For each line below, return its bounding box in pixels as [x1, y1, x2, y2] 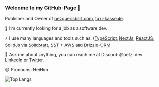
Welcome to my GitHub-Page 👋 [5, 4, 81, 11]
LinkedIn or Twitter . [5, 57, 44, 63]
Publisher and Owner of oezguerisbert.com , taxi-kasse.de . [5, 16, 124, 22]
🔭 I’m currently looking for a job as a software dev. [5, 25, 108, 31]
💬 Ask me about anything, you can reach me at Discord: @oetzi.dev [5, 52, 143, 58]
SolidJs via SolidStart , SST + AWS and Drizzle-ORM [5, 42, 111, 48]
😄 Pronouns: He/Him [5, 67, 48, 73]
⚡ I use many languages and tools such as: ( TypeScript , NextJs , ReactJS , [5, 35, 155, 41]
